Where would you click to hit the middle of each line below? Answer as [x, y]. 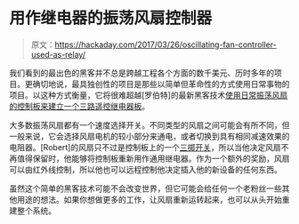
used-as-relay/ [58, 54]
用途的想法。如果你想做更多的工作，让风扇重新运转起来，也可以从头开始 [149, 199]
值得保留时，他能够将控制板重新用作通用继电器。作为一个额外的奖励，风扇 [153, 158]
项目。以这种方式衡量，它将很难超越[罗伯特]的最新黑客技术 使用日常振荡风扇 [149, 95]
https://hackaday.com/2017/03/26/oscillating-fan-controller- [166, 44]
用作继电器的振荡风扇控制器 [111, 18]
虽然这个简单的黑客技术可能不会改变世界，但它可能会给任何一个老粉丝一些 [145, 188]
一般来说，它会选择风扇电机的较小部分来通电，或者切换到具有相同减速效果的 [149, 136]
